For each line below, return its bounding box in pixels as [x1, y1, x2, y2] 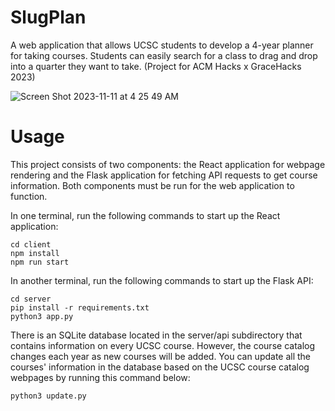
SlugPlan [10, 6, 87, 29]
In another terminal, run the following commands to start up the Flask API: [10, 274, 314, 286]
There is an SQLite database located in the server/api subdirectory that [10, 329, 303, 341]
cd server [10, 294, 52, 304]
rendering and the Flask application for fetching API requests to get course [10, 169, 318, 181]
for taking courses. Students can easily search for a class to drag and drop [10, 49, 318, 61]
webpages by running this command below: [10, 371, 191, 383]
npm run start [10, 257, 70, 267]
